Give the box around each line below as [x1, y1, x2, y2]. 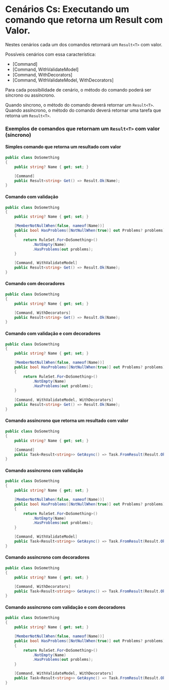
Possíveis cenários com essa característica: [5, 51, 96, 57]
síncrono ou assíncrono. [5, 92, 55, 98]
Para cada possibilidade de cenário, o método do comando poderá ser [5, 87, 152, 93]
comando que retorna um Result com [5, 14, 163, 26]
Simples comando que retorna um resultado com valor [5, 144, 121, 150]
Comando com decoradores [5, 281, 65, 287]
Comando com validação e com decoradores [5, 330, 101, 336]
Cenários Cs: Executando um [5, 4, 129, 15]
